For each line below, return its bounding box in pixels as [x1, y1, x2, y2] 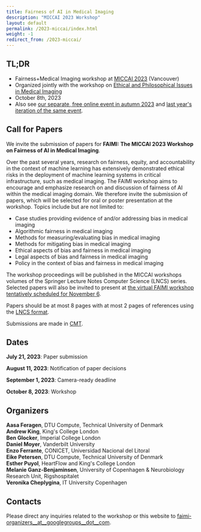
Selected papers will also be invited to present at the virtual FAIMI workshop [6, 284, 194, 291]
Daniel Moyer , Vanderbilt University [6, 441, 95, 448]
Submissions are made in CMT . [6, 320, 83, 327]
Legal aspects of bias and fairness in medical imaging [14, 253, 148, 260]
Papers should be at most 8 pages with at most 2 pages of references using [6, 302, 194, 309]
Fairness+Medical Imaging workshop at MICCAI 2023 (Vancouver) [14, 75, 179, 82]
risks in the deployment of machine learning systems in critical [6, 171, 161, 178]
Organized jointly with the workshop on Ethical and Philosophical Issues [14, 81, 193, 88]
